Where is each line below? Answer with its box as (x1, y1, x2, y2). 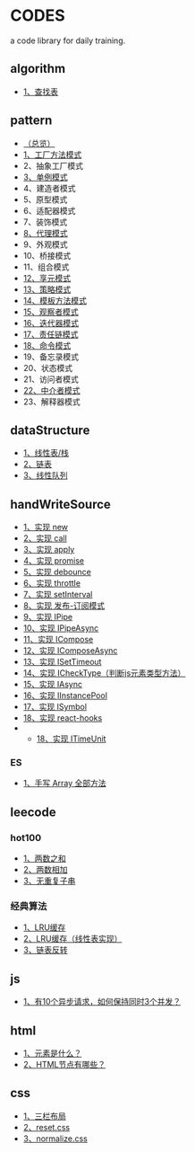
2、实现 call (22, 533, 68, 544)
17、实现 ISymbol (22, 702, 88, 713)
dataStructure (10, 422, 90, 438)
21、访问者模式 (22, 374, 80, 385)
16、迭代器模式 (22, 317, 80, 328)
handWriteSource (10, 496, 111, 512)
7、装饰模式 (22, 217, 68, 227)
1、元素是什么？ (22, 1048, 82, 1059)
